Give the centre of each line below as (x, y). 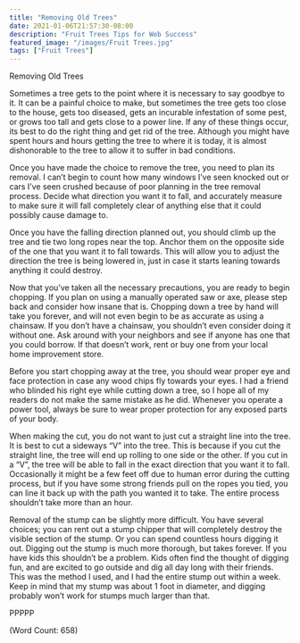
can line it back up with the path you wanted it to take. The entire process (144, 493)
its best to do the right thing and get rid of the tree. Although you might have (150, 131)
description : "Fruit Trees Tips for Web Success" (104, 34)
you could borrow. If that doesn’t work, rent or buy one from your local (139, 345)
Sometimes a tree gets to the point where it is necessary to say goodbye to (147, 94)
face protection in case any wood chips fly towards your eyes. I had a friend (149, 381)
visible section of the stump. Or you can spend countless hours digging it (144, 539)
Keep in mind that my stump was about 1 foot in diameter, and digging (137, 587)
